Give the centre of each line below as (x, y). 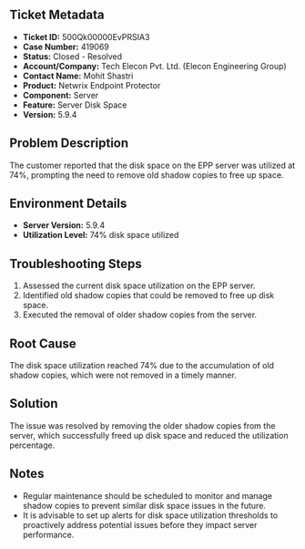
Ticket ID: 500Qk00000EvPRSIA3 (86, 36)
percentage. (32, 445)
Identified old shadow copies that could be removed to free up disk (148, 295)
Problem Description (69, 144)
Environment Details (68, 204)
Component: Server (61, 95)
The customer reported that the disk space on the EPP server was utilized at (152, 165)
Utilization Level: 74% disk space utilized (101, 235)
